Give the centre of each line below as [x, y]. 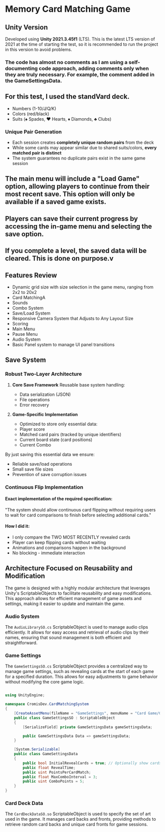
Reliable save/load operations [42, 464]
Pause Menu [25, 334]
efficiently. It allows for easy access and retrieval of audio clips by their [77, 632]
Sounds [20, 303]
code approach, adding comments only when [94, 68]
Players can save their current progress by [72, 218]
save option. [25, 234]
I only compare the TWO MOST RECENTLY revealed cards [71, 537]
